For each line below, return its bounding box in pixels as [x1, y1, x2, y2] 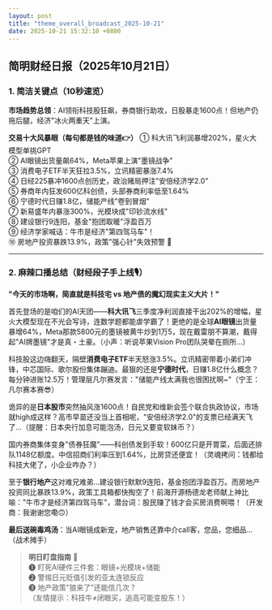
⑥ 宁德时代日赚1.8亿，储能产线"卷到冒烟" [8, 197, 150, 206]
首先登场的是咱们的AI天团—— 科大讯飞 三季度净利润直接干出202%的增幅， [8, 306, 256, 317]
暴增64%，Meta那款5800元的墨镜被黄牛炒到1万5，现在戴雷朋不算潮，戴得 [8, 327, 257, 337]
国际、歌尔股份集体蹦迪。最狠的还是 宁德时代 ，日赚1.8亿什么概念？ [36, 365, 259, 374]
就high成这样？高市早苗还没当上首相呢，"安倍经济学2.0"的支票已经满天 [8, 412, 246, 422]
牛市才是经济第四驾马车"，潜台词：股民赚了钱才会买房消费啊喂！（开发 [25, 497, 264, 508]
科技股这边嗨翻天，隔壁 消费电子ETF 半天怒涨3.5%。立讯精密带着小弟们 [8, 354, 245, 364]
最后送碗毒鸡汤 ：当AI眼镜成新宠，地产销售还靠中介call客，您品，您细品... [8, 525, 253, 534]
